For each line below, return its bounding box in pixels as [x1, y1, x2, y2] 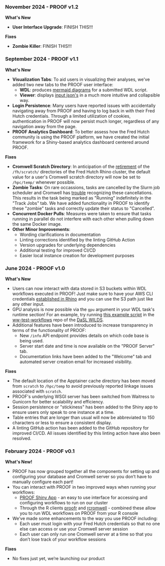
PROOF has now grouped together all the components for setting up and [12, 468, 160, 474]
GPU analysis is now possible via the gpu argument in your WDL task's [12, 306, 155, 312]
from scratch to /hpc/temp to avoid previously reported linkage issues [12, 383, 154, 389]
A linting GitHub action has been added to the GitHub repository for [12, 425, 149, 431]
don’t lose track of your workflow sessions [19, 536, 106, 542]
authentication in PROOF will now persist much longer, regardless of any [12, 118, 159, 124]
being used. [19, 337, 44, 343]
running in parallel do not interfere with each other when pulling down [12, 216, 154, 222]
